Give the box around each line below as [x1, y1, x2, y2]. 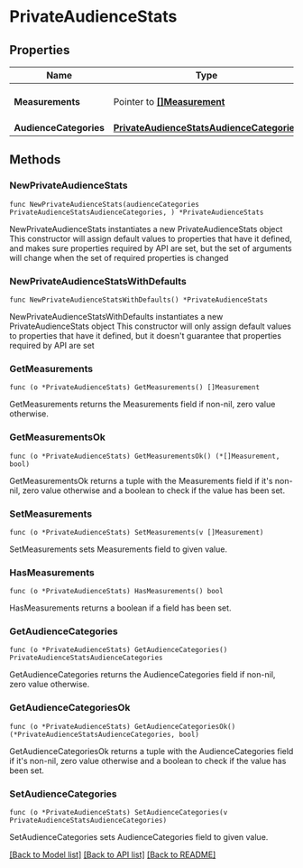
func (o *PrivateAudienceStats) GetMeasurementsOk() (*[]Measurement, [9, 452, 280, 461]
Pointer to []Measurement [113, 96, 225, 107]
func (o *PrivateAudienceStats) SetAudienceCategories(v [9, 808, 228, 817]
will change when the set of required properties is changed [9, 252, 229, 263]
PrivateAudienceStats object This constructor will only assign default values [9, 321, 291, 331]
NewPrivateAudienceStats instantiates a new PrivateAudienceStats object [9, 223, 283, 234]
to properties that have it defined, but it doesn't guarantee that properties [9, 330, 282, 341]
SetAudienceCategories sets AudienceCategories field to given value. [9, 832, 269, 843]
